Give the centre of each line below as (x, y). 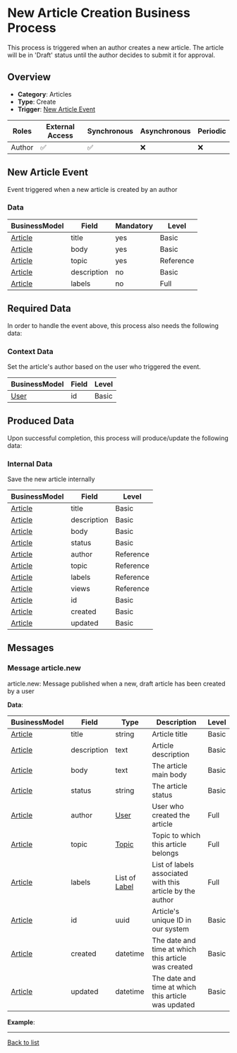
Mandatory (134, 226)
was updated (173, 1004)
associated (170, 873)
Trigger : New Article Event (56, 109)
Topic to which (176, 835)
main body (169, 774)
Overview (29, 77)
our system (170, 929)
